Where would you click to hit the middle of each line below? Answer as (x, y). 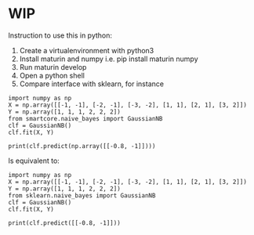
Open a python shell (52, 75)
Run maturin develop (53, 67)
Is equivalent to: (34, 161)
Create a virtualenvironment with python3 (87, 50)
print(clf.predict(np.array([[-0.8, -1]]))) (82, 146)
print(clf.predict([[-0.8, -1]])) (65, 223)
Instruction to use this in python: (60, 35)
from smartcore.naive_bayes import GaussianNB (85, 118)
